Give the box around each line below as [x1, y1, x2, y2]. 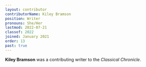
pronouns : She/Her [5, 20, 43, 26]
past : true [5, 43, 27, 48]
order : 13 [5, 39, 25, 44]
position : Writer [5, 16, 41, 21]
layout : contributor [5, 7, 48, 12]
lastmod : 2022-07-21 [5, 25, 48, 30]
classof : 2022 [5, 30, 34, 34]
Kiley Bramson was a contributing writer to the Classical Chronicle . [5, 56, 141, 62]
